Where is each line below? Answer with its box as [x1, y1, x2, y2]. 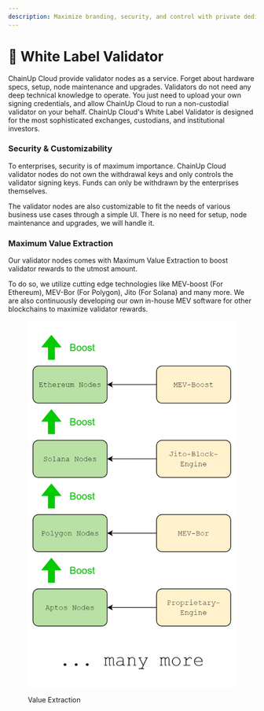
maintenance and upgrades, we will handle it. [8, 218, 155, 227]
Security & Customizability [8, 143, 112, 154]
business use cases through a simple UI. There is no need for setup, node [8, 209, 247, 219]
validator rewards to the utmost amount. [8, 264, 137, 274]
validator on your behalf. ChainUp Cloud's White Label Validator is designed [8, 107, 254, 116]
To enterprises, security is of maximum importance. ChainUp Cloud [8, 161, 226, 171]
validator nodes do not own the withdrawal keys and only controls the [8, 169, 234, 179]
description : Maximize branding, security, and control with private [8, 13, 241, 20]
